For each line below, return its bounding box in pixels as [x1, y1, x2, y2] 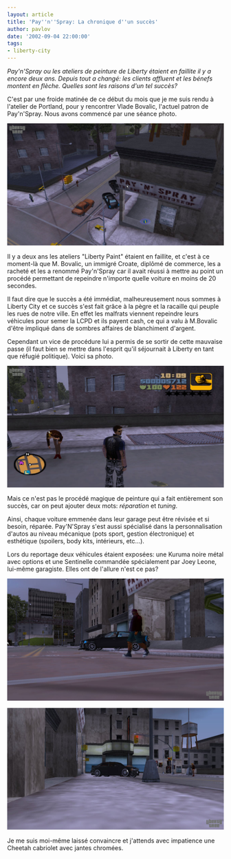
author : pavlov [7, 25, 51, 32]
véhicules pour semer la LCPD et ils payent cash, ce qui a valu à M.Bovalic [7, 316, 218, 325]
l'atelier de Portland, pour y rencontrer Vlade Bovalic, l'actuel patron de [7, 102, 209, 110]
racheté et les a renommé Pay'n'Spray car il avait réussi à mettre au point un [7, 267, 223, 275]
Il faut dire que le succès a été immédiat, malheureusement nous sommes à [7, 294, 221, 303]
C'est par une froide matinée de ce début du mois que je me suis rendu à [7, 95, 214, 103]
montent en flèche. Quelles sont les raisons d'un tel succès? [7, 82, 177, 89]
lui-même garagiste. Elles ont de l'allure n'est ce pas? [7, 565, 159, 573]
